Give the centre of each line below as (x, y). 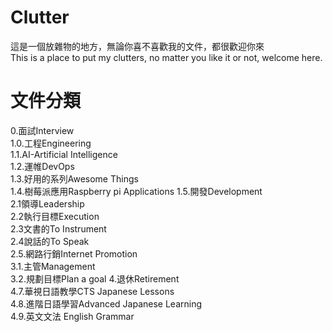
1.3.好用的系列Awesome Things (74, 178)
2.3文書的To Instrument (58, 228)
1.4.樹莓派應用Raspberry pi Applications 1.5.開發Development (136, 191)
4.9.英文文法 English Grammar (72, 316)
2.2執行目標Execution (55, 216)
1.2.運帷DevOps (42, 166)
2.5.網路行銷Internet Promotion (74, 253)
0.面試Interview (42, 130)
